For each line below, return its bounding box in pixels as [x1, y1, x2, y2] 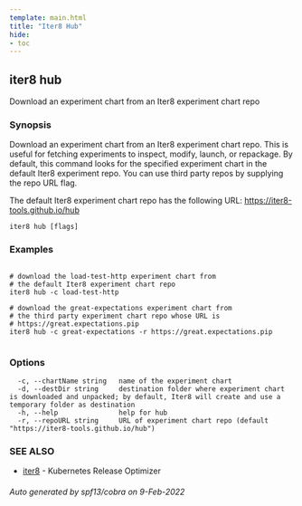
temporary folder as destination [9, 400, 136, 409]
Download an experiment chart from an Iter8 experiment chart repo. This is [9, 139, 289, 150]
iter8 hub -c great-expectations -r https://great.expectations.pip [9, 327, 273, 336]
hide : [9, 30, 30, 39]
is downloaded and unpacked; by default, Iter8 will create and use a [9, 392, 281, 401]
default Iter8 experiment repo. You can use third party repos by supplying [9, 168, 284, 179]
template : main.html [9, 13, 88, 23]
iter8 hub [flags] [9, 223, 79, 232]
